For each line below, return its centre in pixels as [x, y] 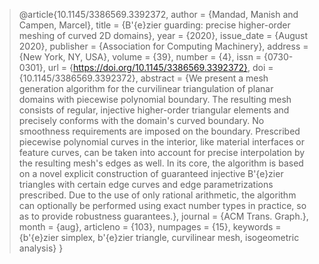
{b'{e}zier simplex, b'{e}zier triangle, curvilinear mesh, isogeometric [159, 237]
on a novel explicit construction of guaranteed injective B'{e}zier [151, 173]
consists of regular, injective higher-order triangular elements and [154, 110]
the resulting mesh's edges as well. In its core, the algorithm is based [161, 163]
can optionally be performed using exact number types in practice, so [162, 205]
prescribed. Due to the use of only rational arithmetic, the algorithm [157, 195]
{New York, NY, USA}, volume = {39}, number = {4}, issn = [140, 57]
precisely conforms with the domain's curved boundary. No [141, 120]
